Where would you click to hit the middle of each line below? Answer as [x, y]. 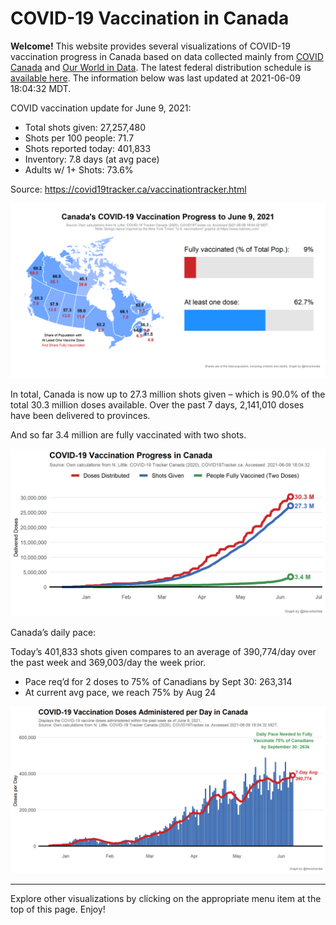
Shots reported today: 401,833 [88, 148]
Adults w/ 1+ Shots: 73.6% [79, 169]
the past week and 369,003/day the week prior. [108, 663]
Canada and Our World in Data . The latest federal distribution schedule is [161, 67]
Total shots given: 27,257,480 [85, 127]
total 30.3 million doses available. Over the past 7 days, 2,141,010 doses [157, 404]
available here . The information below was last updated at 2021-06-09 [155, 78]
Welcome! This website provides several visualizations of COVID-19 [150, 46]
